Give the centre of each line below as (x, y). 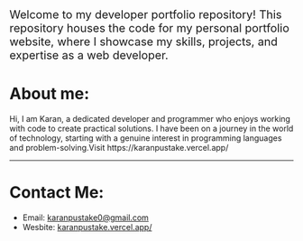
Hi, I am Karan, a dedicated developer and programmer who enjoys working (150, 118)
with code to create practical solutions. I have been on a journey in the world (151, 128)
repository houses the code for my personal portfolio (150, 28)
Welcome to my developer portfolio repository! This (146, 14)
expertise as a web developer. (89, 55)
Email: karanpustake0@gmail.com (85, 218)
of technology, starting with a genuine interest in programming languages (146, 138)
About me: (50, 94)
